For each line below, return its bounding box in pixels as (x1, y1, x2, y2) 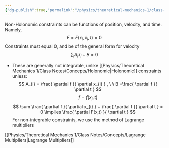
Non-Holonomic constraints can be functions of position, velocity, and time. (5, 21, 162, 27)
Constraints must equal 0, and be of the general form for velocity (5, 43, 140, 50)
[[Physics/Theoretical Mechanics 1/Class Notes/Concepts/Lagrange (5, 132, 146, 138)
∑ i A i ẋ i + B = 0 (70, 52, 98, 59)
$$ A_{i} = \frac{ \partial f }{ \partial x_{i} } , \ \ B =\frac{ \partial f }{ (18, 81, 158, 87)
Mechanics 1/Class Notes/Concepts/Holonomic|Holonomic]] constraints (12, 68, 162, 74)
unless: (12, 73, 27, 79)
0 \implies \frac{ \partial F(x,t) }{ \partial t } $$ (40, 109, 136, 115)
